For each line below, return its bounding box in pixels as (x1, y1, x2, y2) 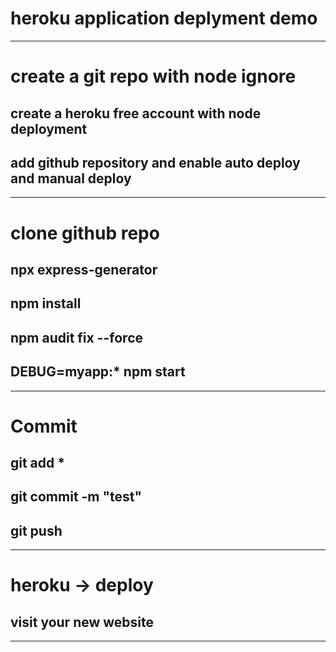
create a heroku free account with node (10, 105, 262, 122)
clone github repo (10, 222, 160, 244)
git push (10, 522, 63, 539)
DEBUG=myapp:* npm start (10, 363, 186, 381)
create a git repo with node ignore (10, 65, 297, 88)
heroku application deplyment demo (10, 7, 318, 30)
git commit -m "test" (10, 488, 143, 506)
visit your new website (10, 613, 155, 631)
